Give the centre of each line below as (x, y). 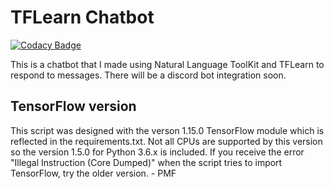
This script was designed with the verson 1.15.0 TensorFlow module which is (167, 130)
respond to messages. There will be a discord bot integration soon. (148, 75)
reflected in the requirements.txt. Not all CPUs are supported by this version (166, 141)
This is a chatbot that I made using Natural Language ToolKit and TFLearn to (167, 64)
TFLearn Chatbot (82, 17)
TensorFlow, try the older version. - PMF (93, 173)
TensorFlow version (73, 106)
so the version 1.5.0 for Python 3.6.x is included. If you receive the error (157, 152)
